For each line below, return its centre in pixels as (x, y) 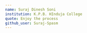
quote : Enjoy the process (31, 18)
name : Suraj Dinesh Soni (30, 9)
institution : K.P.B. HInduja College (44, 14)
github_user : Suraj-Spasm (31, 23)
